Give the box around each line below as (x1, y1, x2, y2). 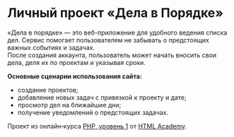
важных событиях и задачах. (7, 43, 95, 52)
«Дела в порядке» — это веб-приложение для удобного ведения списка (7, 28, 228, 37)
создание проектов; (17, 85, 78, 94)
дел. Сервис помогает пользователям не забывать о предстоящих (7, 35, 210, 44)
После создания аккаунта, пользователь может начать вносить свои (7, 51, 217, 59)
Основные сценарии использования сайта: (7, 72, 143, 81)
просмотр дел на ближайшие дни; (17, 100, 122, 109)
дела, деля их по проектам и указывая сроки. (7, 58, 146, 66)
